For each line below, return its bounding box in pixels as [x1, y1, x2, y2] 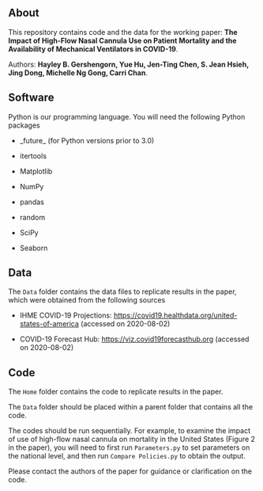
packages [8, 120, 41, 130]
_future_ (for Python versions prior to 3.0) [19, 135, 155, 145]
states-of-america [19, 319, 79, 329]
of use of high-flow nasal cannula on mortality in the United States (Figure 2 [8, 435, 255, 444]
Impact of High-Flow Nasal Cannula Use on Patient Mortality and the [8, 36, 237, 45]
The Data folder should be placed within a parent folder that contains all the [8, 402, 254, 412]
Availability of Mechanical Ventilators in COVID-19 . [8, 44, 178, 54]
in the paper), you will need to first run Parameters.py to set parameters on [8, 443, 250, 452]
